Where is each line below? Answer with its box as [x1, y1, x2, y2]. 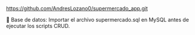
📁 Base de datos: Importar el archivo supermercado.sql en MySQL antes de [6, 16, 190, 23]
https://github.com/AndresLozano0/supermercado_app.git [6, 5, 148, 12]
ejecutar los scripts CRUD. [6, 23, 70, 29]
